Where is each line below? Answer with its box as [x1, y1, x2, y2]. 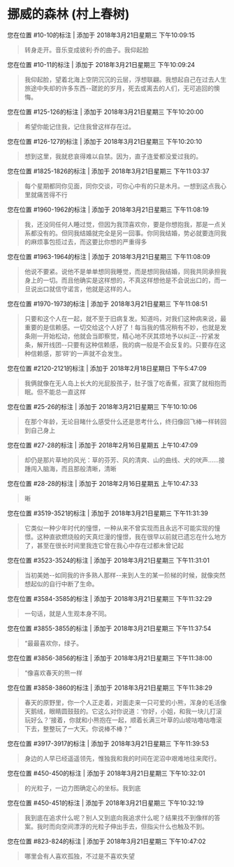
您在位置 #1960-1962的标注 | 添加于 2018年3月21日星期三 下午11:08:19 [7, 205, 210, 214]
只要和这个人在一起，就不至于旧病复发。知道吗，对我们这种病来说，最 [24, 314, 227, 323]
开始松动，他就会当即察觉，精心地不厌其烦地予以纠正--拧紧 [43, 332, 214, 340]
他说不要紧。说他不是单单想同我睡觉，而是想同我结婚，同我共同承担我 [24, 267, 227, 276]
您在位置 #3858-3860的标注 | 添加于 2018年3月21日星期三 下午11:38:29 [7, 683, 213, 692]
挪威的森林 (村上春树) [7, 6, 130, 22]
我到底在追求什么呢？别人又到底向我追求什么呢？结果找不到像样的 [24, 813, 214, 822]
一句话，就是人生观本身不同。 [24, 609, 110, 618]
